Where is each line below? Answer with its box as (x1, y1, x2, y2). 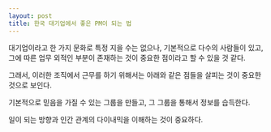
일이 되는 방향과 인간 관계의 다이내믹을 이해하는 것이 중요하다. (8, 114, 204, 124)
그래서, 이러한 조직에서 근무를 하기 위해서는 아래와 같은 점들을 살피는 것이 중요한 (8, 70, 262, 79)
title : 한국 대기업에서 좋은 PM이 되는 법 (8, 19, 132, 28)
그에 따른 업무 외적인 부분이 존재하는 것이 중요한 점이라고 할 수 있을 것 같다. (8, 53, 246, 62)
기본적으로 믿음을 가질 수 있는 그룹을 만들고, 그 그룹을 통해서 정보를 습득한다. (8, 97, 251, 107)
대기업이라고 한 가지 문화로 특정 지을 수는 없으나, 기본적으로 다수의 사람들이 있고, (8, 42, 264, 53)
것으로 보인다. (8, 80, 53, 90)
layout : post (8, 11, 53, 20)
